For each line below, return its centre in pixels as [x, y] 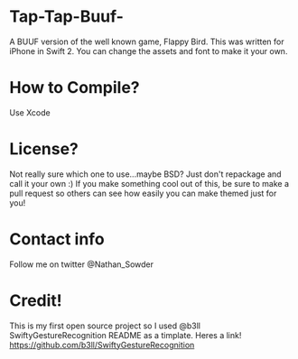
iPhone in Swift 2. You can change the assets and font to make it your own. [149, 51]
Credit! [36, 300]
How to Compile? [74, 88]
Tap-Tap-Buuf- [67, 17]
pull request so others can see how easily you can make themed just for [143, 193]
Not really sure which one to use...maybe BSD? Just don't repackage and [145, 174]
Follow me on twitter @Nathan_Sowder [82, 264]
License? [44, 149]
